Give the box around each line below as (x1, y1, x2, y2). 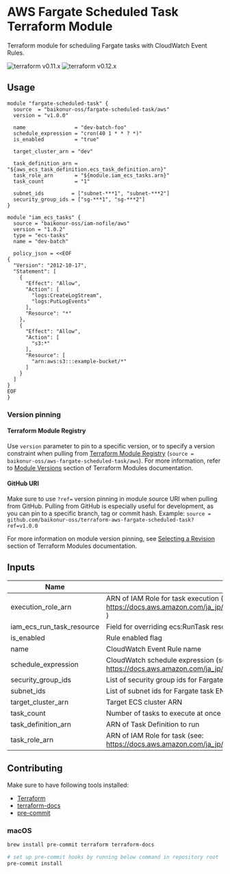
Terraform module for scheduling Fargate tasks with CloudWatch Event (7, 41, 207, 49)
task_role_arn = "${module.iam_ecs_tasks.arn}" (13, 172, 170, 179)
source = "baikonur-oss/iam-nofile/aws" (13, 220, 130, 227)
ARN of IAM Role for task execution (105, 594, 219, 603)
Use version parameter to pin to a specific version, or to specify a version (7, 441, 216, 450)
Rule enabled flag (105, 633, 163, 642)
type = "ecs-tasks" (13, 232, 69, 239)
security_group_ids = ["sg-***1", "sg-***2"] (13, 196, 146, 203)
